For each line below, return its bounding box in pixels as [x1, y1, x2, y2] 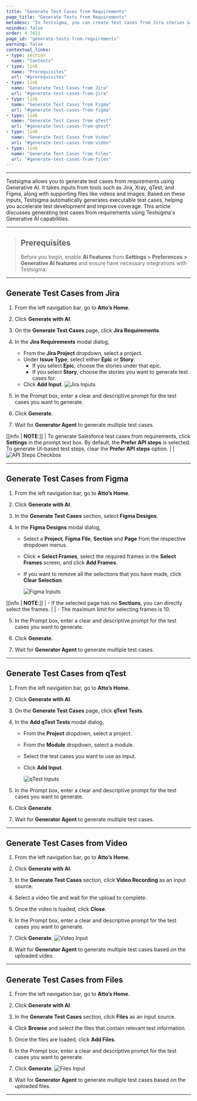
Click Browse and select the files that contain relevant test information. [14, 1025, 186, 1032]
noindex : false [6, 25, 43, 31]
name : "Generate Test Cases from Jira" [11, 85, 109, 91]
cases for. [32, 374, 56, 381]
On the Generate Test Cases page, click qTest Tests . [14, 707, 144, 714]
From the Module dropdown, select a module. [23, 741, 134, 748]
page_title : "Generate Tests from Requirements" [6, 14, 127, 20]
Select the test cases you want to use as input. [23, 752, 137, 759]
